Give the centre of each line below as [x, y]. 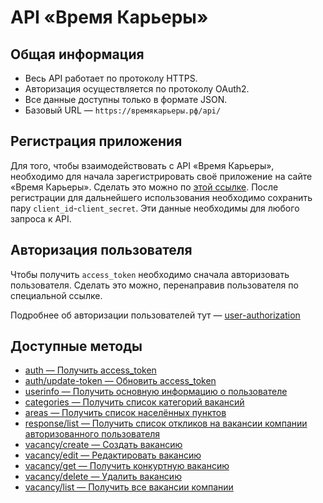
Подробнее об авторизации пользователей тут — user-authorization [155, 315]
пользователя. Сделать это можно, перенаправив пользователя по [154, 285]
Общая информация [77, 54]
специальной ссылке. [56, 295]
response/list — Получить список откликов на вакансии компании [166, 423]
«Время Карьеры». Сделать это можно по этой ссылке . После [144, 187]
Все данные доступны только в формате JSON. [126, 99]
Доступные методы [76, 346]
